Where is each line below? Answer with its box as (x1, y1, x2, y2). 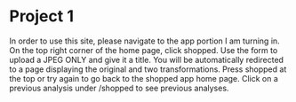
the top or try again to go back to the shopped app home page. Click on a (9, 73, 278, 83)
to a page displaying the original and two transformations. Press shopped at (9, 64, 287, 75)
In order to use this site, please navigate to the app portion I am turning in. (9, 35, 280, 46)
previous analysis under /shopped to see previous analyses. (9, 82, 229, 93)
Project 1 (9, 6, 74, 27)
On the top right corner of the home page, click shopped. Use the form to (9, 44, 278, 55)
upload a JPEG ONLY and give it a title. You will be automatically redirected (9, 54, 284, 65)
